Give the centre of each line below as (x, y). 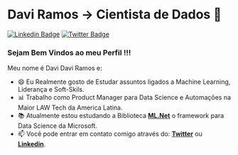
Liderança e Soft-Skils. (51, 90)
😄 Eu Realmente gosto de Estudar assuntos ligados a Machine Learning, (124, 82)
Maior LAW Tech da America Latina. (70, 108)
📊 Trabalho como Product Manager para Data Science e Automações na (124, 97)
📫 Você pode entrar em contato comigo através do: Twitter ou (110, 134)
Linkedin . (32, 144)
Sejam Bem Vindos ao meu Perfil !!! (69, 53)
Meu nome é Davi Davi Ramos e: (55, 68)
